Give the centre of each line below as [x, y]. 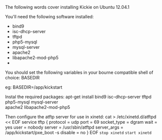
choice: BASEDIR [22, 78]
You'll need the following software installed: [49, 17]
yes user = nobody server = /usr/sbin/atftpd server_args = [64, 127]
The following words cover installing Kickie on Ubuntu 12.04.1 [67, 7]
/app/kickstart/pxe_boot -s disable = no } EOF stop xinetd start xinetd [79, 132]
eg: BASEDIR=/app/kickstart [34, 87]
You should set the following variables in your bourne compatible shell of [79, 72]
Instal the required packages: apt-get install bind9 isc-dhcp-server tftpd [78, 97]
